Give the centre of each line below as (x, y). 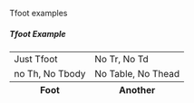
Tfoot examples (39, 13)
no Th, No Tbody (50, 73)
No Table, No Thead (137, 73)
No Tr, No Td (122, 59)
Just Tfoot (36, 59)
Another (137, 89)
